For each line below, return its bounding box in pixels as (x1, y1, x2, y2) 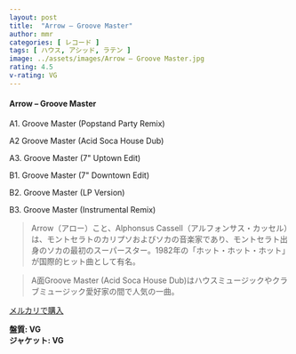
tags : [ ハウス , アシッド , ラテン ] (9, 46, 132, 55)
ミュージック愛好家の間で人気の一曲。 (38, 286, 180, 296)
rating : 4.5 (9, 63, 53, 72)
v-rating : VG (9, 71, 58, 80)
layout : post (9, 12, 58, 22)
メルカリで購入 (9, 304, 64, 316)
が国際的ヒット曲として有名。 (30, 255, 140, 267)
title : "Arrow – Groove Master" (9, 21, 133, 30)
